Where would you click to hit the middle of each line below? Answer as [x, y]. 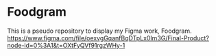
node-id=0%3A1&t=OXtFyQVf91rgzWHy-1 [66, 45]
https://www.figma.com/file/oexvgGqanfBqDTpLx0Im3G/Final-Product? [108, 38]
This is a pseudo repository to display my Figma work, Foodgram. [99, 31]
